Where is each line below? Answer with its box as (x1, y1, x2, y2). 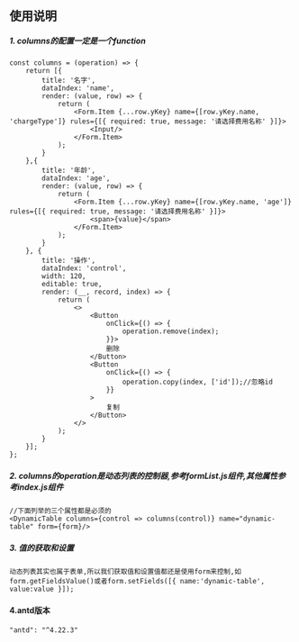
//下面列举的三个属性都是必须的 (9, 507, 112, 516)
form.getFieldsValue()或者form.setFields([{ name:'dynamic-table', (9, 577, 266, 586)
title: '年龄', (41, 166, 96, 176)
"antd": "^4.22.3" (9, 625, 78, 635)
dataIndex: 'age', (41, 174, 111, 183)
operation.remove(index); (122, 327, 220, 336)
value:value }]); (9, 584, 75, 594)
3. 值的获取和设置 (9, 542, 75, 553)
